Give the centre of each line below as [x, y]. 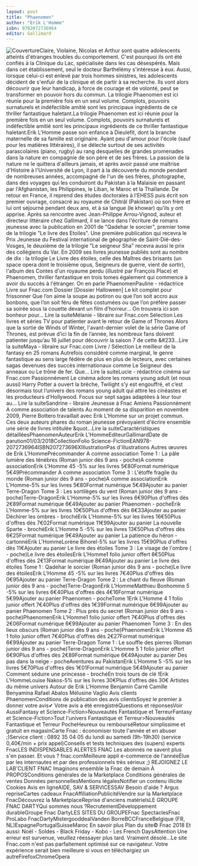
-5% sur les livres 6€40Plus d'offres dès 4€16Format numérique [85, 592]
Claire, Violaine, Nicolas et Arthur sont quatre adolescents [110, 50]
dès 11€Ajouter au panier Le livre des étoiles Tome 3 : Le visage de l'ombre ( [99, 548]
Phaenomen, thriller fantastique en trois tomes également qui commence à [97, 277]
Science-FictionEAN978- [121, 441]
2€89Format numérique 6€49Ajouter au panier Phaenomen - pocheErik [94, 504]
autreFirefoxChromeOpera [38, 857]
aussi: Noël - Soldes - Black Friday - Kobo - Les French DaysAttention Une [97, 832]
